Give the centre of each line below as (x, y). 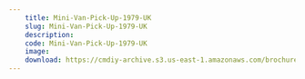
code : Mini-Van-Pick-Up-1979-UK (86, 43)
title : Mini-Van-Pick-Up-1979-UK (88, 18)
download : (44, 60)
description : (50, 35)
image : (37, 52)
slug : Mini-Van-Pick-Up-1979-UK (86, 26)
